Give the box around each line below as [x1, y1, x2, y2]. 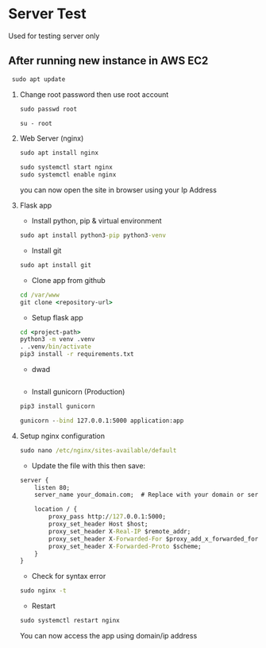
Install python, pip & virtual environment [31, 216, 162, 225]
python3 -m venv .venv [19, 336, 95, 343]
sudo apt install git [19, 261, 91, 269]
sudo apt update [11, 75, 66, 83]
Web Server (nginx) [19, 134, 84, 143]
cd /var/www [19, 291, 60, 299]
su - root [19, 119, 53, 127]
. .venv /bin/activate [19, 343, 91, 351]
